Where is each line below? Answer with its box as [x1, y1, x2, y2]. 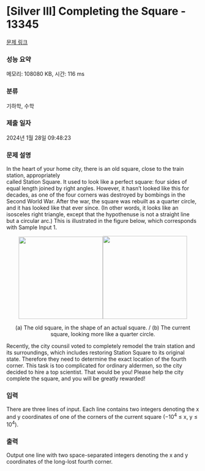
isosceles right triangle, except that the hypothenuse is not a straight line [6, 211, 190, 218]
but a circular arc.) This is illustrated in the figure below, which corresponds [6, 217, 197, 225]
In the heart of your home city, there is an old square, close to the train [6, 165, 184, 173]
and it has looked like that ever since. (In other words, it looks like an [6, 204, 179, 212]
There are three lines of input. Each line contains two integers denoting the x [6, 405, 199, 413]
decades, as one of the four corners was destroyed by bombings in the [6, 191, 185, 198]
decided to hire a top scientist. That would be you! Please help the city [6, 369, 184, 376]
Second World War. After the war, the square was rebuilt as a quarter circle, [6, 198, 197, 205]
